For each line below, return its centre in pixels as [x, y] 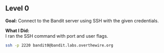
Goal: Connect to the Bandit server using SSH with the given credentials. [82, 20]
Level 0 [17, 8]
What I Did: [17, 31]
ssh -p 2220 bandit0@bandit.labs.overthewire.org [59, 45]
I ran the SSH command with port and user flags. [57, 36]
